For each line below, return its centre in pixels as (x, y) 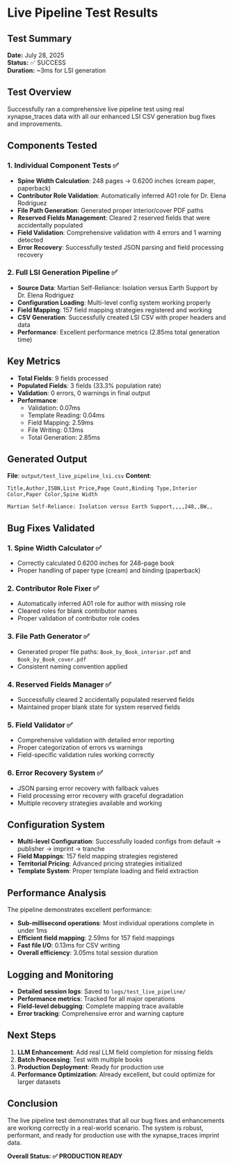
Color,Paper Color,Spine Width (53, 495)
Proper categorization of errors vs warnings (80, 748)
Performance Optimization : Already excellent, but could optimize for (116, 1074)
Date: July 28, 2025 (36, 55)
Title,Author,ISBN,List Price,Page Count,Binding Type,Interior (102, 488)
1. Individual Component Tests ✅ (63, 166)
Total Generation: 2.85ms (64, 437)
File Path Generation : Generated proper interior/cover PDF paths (110, 210)
